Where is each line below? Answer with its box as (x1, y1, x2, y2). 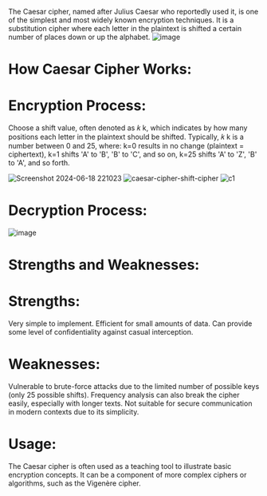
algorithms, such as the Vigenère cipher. (8, 478, 141, 488)
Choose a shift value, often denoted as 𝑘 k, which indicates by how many (8, 123, 248, 133)
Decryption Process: (8, 201, 147, 220)
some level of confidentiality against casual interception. (8, 327, 194, 337)
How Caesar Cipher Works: (8, 60, 192, 78)
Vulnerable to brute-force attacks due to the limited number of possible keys (8, 382, 260, 391)
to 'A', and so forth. (8, 158, 70, 168)
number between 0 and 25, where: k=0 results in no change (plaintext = (8, 141, 245, 151)
